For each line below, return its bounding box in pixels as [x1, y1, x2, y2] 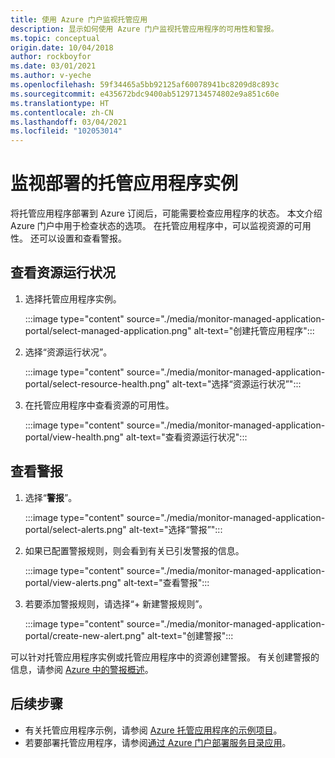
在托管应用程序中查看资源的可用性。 [24, 399, 175, 411]
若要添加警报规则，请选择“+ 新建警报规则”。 [24, 597, 208, 610]
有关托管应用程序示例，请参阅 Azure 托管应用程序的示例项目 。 [24, 724, 283, 736]
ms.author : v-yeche [10, 71, 92, 81]
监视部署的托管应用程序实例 [10, 172, 239, 195]
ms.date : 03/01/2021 [10, 61, 97, 71]
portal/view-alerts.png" [24, 576, 122, 588]
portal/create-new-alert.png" [24, 629, 145, 641]
